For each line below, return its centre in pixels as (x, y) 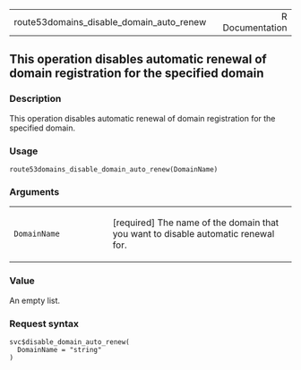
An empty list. (35, 300)
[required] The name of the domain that (196, 223)
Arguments (34, 191)
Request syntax (44, 324)
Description (35, 99)
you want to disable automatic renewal (193, 234)
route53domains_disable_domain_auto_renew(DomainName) (114, 169)
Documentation (255, 28)
